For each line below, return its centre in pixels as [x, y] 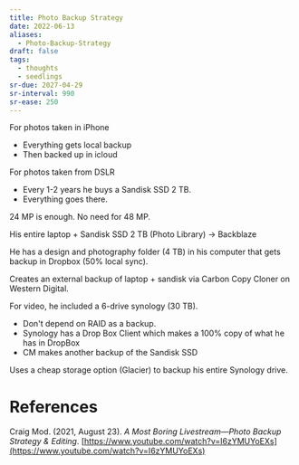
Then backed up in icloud [70, 155]
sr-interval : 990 [42, 93]
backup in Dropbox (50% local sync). [79, 261]
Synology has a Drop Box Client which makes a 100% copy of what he [154, 333]
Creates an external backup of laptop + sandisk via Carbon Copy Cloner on [150, 279]
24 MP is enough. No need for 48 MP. [80, 217]
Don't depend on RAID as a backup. [89, 324]
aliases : [26, 34]
